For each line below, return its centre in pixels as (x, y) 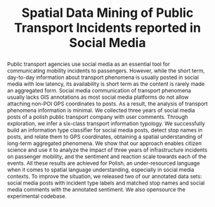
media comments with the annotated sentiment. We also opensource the (96, 189)
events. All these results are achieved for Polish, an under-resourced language (103, 163)
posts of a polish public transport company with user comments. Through (97, 117)
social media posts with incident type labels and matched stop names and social (106, 183)
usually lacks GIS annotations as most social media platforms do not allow (98, 97)
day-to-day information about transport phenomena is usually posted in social (103, 77)
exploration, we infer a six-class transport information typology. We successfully (106, 124)
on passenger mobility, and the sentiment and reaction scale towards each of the (106, 156)
